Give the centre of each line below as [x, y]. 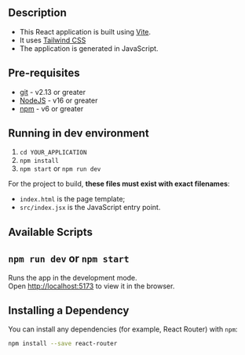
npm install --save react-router [63, 344]
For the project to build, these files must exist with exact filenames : [119, 184]
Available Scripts [50, 232]
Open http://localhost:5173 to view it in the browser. [91, 286]
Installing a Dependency [69, 311]
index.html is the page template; [72, 199]
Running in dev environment [79, 134]
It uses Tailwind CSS [53, 40]
